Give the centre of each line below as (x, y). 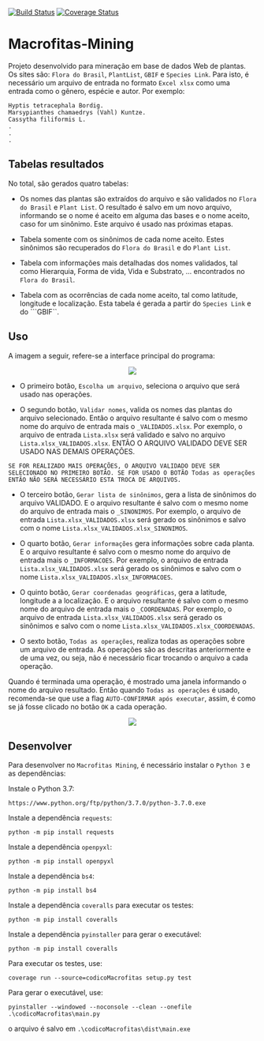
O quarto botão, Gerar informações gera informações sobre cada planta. (137, 543)
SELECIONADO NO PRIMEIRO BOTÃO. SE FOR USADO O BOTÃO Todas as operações (132, 473)
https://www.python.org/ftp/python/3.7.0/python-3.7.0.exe (107, 803)
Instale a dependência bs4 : (51, 876)
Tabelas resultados (56, 165)
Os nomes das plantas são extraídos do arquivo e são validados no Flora (138, 198)
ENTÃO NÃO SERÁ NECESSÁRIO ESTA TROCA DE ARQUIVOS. (95, 479)
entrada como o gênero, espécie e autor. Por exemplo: (97, 91)
